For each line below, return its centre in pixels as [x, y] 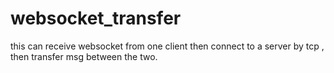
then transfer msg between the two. [84, 56]
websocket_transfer [96, 18]
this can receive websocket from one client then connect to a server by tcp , [167, 46]
